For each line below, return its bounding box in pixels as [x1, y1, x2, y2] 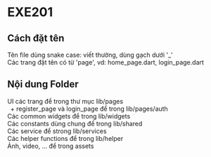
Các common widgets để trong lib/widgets [7, 111, 131, 120]
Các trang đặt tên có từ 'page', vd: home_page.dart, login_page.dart [7, 58, 204, 67]
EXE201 [7, 4, 53, 20]
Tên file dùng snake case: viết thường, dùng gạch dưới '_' [7, 50, 174, 59]
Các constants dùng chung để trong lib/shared [7, 119, 143, 128]
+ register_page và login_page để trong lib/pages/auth [10, 104, 169, 113]
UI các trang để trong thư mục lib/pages [7, 97, 124, 105]
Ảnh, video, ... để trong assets [7, 142, 94, 150]
